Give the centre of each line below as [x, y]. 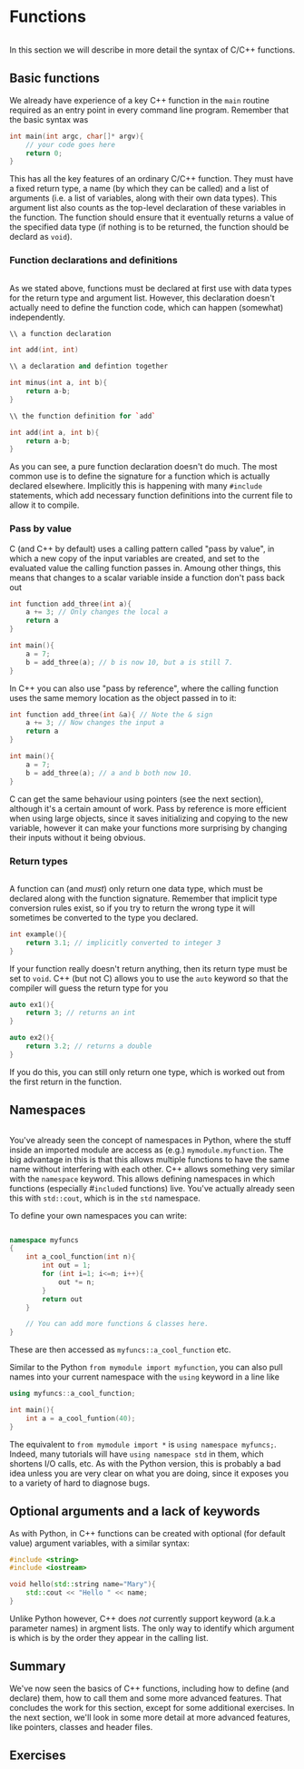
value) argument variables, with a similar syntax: [100, 1543]
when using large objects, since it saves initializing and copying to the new [149, 818]
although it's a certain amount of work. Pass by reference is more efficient [148, 808]
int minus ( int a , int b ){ [58, 383]
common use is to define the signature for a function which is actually [140, 476]
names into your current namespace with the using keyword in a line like [144, 1377]
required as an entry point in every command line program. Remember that [149, 110]
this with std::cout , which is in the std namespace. [105, 1198]
